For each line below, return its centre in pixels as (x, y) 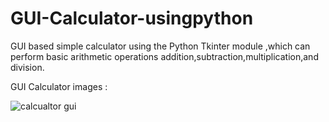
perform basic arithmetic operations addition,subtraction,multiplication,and (164, 56)
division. (27, 67)
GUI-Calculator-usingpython (132, 18)
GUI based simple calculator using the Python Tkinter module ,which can (160, 46)
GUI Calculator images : (59, 86)
